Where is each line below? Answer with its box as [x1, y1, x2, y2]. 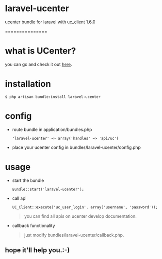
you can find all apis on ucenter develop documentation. [24, 213, 137, 219]
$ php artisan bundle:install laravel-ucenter [5, 94, 101, 99]
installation [5, 79, 51, 90]
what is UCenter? [5, 46, 76, 56]
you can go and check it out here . [5, 61, 72, 67]
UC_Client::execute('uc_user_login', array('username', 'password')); [12, 205, 158, 210]
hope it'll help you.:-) [5, 246, 70, 255]
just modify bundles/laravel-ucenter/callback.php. [24, 232, 124, 238]
